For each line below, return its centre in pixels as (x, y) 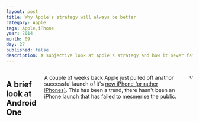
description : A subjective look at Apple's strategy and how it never (95, 55)
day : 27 (16, 45)
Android (21, 103)
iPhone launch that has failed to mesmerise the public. (110, 96)
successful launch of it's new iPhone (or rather (101, 84)
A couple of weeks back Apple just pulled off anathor (109, 77)
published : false (28, 50)
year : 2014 (20, 34)
